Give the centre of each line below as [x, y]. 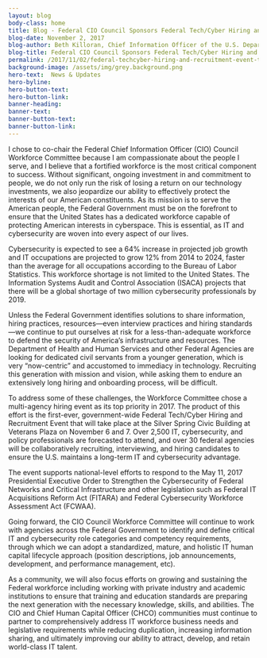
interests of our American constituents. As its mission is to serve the [120, 199]
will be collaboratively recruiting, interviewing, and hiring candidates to [124, 448]
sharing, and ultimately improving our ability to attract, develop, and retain [129, 638]
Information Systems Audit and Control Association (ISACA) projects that [127, 282]
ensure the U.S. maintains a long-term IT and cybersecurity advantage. [124, 457]
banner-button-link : [43, 126]
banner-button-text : [43, 119]
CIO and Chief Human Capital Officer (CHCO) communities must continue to [133, 613]
